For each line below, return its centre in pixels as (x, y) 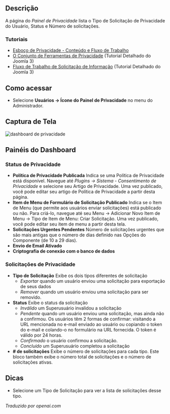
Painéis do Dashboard (41, 150)
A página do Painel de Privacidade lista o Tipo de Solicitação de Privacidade (85, 20)
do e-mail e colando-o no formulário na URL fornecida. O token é (88, 329)
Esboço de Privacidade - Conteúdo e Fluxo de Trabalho (71, 50)
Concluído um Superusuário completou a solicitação (75, 346)
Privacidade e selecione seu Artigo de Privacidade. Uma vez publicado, (88, 186)
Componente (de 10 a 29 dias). (45, 240)
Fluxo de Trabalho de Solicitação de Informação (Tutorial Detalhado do (87, 67)
